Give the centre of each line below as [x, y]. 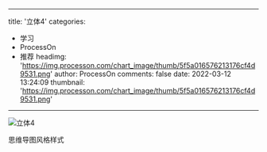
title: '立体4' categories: [47, 21]
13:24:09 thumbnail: [52, 82]
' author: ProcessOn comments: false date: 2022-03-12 [141, 74]
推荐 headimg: [43, 57]
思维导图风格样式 [36, 140]
